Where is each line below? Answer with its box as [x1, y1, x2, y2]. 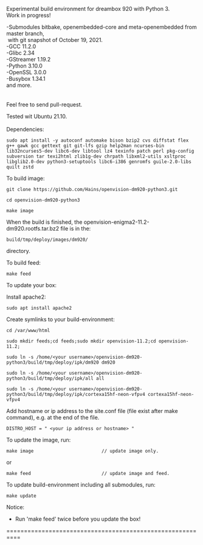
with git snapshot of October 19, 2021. [7, 36, 103, 43]
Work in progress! [6, 12, 51, 19]
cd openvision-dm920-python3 [6, 197, 80, 203]
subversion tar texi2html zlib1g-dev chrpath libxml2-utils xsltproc [6, 153, 187, 159]
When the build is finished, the [6, 218, 83, 226]
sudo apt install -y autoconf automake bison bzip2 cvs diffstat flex [6, 137, 189, 144]
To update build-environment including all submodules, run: [6, 481, 156, 488]
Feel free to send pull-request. [6, 101, 83, 108]
